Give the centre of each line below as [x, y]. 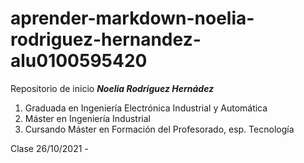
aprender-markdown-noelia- [132, 18]
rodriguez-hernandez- [106, 39]
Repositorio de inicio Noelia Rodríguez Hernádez [112, 88]
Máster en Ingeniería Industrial [87, 118]
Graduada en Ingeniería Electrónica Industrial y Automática [146, 108]
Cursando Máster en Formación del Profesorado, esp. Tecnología [159, 129]
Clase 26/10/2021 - [49, 148]
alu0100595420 [79, 61]
